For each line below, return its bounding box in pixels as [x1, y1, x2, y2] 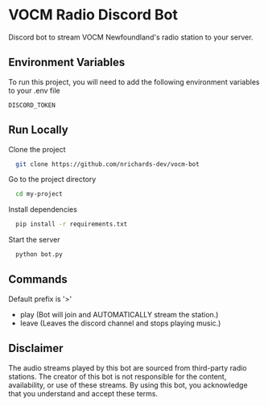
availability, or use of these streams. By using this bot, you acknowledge [8, 380, 248, 390]
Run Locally [8, 123, 68, 137]
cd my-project [15, 190, 63, 198]
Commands [8, 272, 68, 287]
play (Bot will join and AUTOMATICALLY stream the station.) [19, 309, 219, 319]
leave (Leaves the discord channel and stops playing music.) [19, 318, 221, 328]
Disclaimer [8, 342, 64, 355]
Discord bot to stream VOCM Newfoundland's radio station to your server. [8, 32, 254, 42]
